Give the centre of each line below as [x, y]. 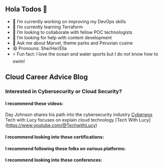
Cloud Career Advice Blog [47, 77]
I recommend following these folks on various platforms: [65, 148]
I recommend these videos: [34, 103]
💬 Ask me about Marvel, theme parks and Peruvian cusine [73, 43]
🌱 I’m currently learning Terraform [48, 27]
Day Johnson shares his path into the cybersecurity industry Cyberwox [79, 115]
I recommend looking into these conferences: [54, 160]
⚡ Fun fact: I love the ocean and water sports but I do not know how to [85, 54]
